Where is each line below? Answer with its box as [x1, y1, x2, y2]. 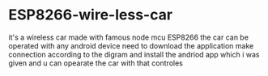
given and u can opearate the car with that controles [8, 58, 184, 68]
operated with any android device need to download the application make [8, 40, 254, 50]
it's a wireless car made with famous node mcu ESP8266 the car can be [8, 32, 249, 42]
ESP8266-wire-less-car [8, 6, 172, 24]
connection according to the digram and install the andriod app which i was [8, 49, 260, 59]
